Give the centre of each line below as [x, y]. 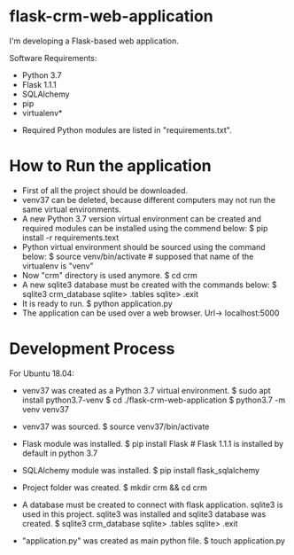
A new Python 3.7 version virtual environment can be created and [141, 218]
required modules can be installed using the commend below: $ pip [145, 228]
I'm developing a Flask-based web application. [94, 41]
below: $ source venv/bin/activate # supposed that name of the [138, 256]
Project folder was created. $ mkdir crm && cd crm [115, 487]
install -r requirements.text [70, 238]
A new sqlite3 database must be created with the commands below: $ [149, 285]
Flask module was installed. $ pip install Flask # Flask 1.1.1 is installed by [153, 443]
